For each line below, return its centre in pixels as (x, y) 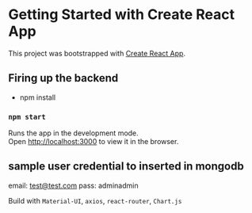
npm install (38, 97)
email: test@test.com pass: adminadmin (73, 185)
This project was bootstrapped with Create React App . (97, 53)
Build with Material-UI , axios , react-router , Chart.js (95, 200)
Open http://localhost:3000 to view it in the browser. (94, 142)
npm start (27, 117)
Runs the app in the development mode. (73, 133)
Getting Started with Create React (122, 15)
